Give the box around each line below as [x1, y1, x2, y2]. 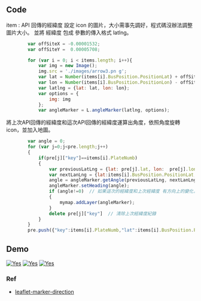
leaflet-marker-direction [14, 288, 74, 296]
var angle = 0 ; [28, 138, 66, 144]
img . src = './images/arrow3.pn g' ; [38, 68, 127, 74]
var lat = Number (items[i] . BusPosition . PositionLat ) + [38, 74, 178, 80]
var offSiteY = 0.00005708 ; [28, 46, 100, 53]
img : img [48, 96, 71, 102]
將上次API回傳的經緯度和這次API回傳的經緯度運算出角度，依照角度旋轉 [6, 119, 181, 126]
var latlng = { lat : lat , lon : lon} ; [38, 85, 130, 91]
